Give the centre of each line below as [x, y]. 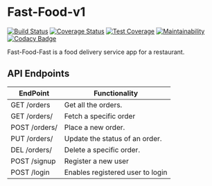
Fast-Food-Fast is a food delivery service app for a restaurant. [96, 52]
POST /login [30, 172]
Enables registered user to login [116, 172]
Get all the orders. [93, 104]
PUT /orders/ [32, 138]
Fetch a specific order [100, 116]
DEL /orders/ [31, 149]
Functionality [116, 93]
